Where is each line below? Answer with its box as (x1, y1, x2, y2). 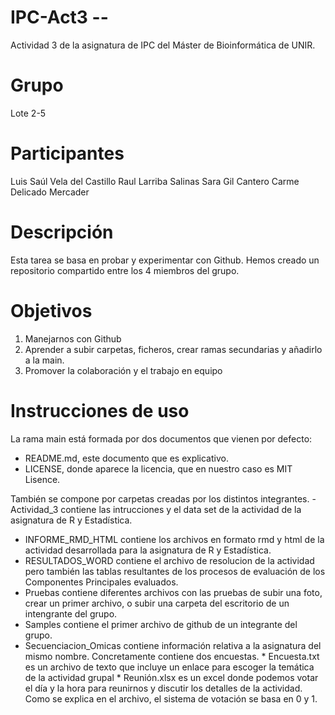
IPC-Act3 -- (10, 6, 109, 29)
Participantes (10, 142, 125, 165)
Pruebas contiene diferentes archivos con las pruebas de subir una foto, (24, 586, 323, 598)
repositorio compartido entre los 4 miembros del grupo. (10, 264, 240, 276)
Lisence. (24, 473, 61, 485)
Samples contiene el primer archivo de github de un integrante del (24, 618, 298, 630)
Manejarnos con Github (24, 332, 122, 345)
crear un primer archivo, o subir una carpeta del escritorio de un (24, 597, 290, 609)
